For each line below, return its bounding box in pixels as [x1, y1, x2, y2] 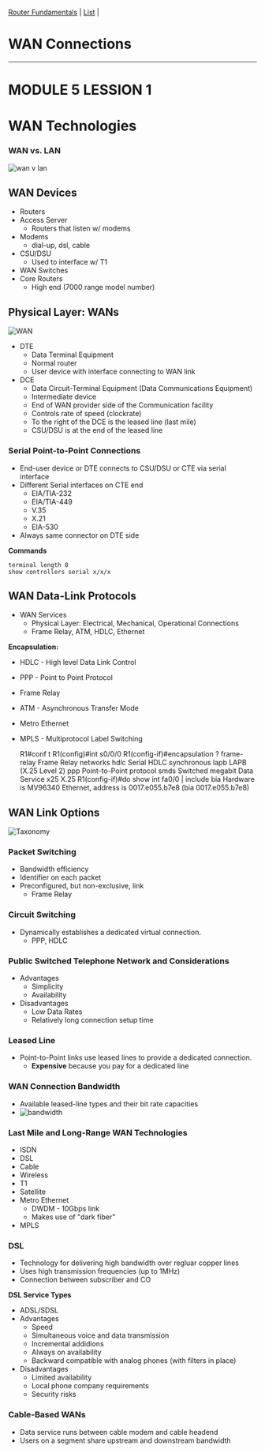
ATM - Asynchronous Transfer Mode [19, 704, 140, 713]
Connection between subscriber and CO [19, 1275, 151, 1285]
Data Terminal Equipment [31, 350, 114, 359]
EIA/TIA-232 [31, 488, 73, 497]
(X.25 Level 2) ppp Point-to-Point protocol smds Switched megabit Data [19, 766, 254, 775]
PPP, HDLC [31, 936, 69, 945]
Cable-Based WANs [8, 1410, 86, 1421]
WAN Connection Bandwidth [8, 1081, 121, 1092]
